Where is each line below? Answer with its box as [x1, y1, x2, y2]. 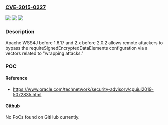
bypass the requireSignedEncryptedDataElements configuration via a [5, 45, 148, 51]
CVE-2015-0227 [5, 4, 46, 11]
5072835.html [12, 91, 42, 97]
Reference [5, 75, 28, 81]
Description [5, 28, 35, 35]
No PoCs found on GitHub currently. [5, 114, 80, 120]
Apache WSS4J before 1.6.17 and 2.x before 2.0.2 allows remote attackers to [5, 39, 163, 46]
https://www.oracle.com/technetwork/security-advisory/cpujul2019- [12, 86, 154, 92]
